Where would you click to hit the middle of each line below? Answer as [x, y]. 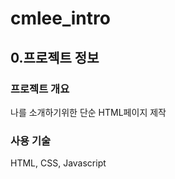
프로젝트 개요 [40, 89]
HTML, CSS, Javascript [58, 163]
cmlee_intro [60, 18]
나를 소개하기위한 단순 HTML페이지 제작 [88, 112]
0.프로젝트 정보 [55, 57]
